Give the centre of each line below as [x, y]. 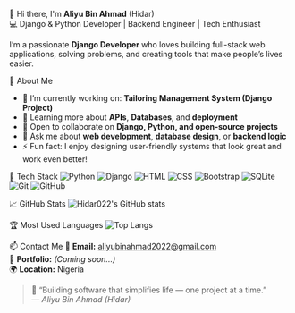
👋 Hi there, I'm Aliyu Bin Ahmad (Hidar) [82, 14]
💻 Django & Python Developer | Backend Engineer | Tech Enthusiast [135, 24]
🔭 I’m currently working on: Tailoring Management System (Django [147, 98]
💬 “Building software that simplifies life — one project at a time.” [148, 290]
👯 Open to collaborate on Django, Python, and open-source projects [150, 127]
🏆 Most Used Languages [56, 225]
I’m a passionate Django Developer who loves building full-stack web [137, 44]
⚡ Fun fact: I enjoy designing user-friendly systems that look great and [152, 146]
